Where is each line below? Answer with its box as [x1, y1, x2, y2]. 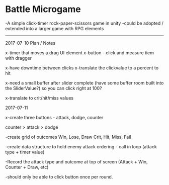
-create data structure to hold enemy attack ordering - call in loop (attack [5, 143, 157, 149]
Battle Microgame [5, 4, 81, 15]
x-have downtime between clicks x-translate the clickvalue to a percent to [5, 64, 159, 71]
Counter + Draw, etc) [5, 164, 49, 170]
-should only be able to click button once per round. [5, 173, 113, 179]
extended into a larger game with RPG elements [5, 25, 104, 31]
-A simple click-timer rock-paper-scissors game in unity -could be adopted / [5, 20, 163, 26]
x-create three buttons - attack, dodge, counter [5, 114, 104, 120]
